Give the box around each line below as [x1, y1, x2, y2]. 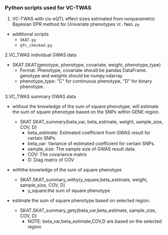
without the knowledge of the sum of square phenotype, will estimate [12, 103, 159, 110]
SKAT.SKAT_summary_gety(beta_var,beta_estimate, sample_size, [19, 207, 157, 213]
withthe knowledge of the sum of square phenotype [12, 167, 122, 173]
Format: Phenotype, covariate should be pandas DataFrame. [19, 67, 147, 73]
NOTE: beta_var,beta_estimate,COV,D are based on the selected [27, 218, 162, 224]
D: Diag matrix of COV [27, 157, 75, 163]
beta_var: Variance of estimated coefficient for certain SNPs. [27, 140, 156, 147]
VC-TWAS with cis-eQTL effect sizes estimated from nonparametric [12, 16, 156, 22]
